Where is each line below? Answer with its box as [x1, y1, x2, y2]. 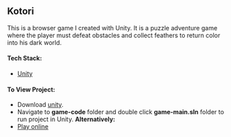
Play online [17, 123, 49, 131]
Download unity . [17, 101, 64, 109]
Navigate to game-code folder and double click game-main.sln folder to [17, 108, 224, 116]
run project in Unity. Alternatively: [17, 115, 116, 123]
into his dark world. [7, 38, 62, 47]
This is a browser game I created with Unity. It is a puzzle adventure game [7, 23, 218, 32]
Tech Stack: [7, 54, 43, 63]
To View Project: [7, 85, 55, 94]
